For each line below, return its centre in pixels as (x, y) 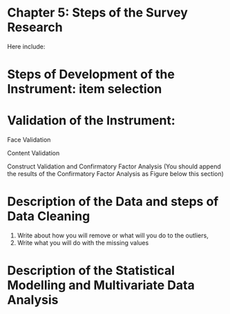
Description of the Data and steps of (113, 202)
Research (35, 27)
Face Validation (29, 140)
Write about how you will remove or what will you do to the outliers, (113, 235)
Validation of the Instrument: (92, 120)
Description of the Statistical (91, 271)
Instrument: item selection (85, 89)
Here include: (26, 46)
